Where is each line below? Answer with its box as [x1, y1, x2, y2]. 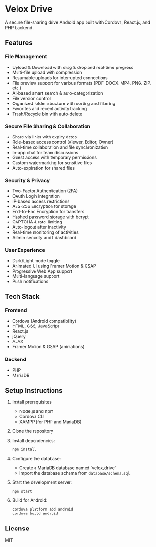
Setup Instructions [5, 386, 63, 394]
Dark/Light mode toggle [12, 257, 60, 263]
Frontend [5, 307, 27, 314]
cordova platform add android [12, 507, 74, 512]
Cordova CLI [19, 414, 45, 420]
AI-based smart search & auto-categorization [12, 90, 103, 96]
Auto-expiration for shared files [12, 165, 75, 171]
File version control [12, 95, 51, 101]
